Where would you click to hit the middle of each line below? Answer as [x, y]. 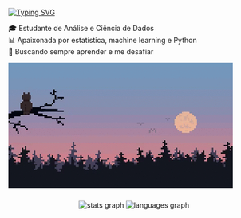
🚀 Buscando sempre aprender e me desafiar [81, 51]
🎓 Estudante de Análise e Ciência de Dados [81, 28]
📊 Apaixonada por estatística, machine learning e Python [103, 40]
